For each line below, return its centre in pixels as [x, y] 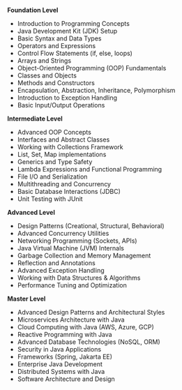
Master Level [26, 299]
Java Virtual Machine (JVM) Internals [70, 248]
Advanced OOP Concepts [54, 132]
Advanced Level [31, 212]
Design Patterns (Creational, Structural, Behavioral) [91, 226]
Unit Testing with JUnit [50, 199]
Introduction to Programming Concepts [74, 23]
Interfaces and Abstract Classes [63, 140]
